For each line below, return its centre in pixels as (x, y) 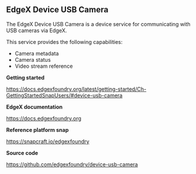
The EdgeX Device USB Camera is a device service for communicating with (99, 24)
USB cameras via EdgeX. (37, 30)
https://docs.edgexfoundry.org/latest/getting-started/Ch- (76, 89)
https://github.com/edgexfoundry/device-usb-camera (72, 164)
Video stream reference (44, 66)
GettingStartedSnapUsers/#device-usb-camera (64, 95)
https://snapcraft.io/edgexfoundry (48, 141)
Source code (22, 153)
